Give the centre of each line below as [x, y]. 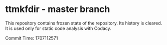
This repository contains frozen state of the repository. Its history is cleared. [83, 23]
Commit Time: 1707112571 [32, 38]
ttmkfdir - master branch [58, 9]
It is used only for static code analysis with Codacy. [58, 28]
